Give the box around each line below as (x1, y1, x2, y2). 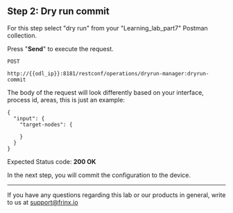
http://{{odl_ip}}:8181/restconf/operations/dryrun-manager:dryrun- (7, 70, 209, 77)
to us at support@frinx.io (7, 198, 78, 206)
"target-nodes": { (19, 121, 73, 128)
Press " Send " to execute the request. (7, 44, 114, 53)
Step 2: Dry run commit (7, 6, 110, 17)
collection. (7, 31, 37, 39)
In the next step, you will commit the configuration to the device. (7, 171, 191, 179)
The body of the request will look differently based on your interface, (7, 88, 205, 96)
